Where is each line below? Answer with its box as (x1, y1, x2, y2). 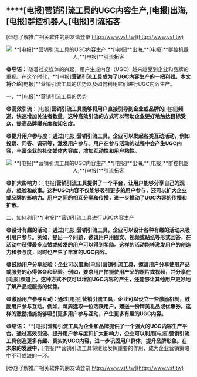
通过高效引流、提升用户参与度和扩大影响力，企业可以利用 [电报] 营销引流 (16, 329, 190, 336)
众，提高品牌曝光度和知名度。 (6, 120, 78, 127)
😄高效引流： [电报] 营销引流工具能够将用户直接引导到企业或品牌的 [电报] (6, 105, 179, 112)
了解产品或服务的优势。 (6, 282, 63, 290)
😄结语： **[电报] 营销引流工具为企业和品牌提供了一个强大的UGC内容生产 (6, 322, 182, 329)
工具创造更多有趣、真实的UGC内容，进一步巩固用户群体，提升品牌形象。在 (6, 337, 188, 344)
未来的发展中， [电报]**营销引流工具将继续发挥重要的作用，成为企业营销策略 (6, 344, 190, 351)
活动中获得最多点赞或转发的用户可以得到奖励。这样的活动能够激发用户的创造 (6, 241, 191, 248)
